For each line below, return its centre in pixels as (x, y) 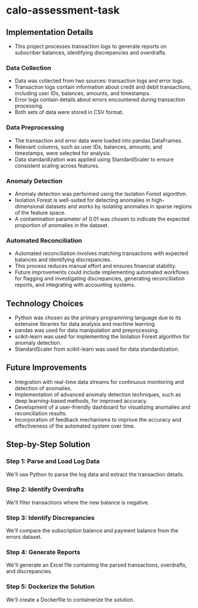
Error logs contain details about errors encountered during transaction (100, 100)
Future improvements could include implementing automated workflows (102, 272)
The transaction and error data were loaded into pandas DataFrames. (98, 140)
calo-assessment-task (63, 10)
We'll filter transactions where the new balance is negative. (78, 502)
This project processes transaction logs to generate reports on (90, 46)
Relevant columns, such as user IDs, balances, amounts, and (88, 147)
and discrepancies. (29, 571)
